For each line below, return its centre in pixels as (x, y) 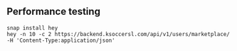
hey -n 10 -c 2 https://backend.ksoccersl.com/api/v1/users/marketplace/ (118, 34)
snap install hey (32, 28)
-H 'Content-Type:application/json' (61, 40)
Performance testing (54, 12)
